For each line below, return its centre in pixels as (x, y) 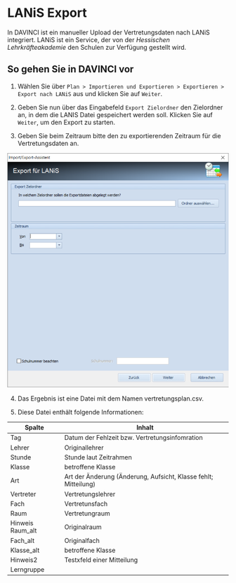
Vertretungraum (87, 514)
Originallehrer (84, 448)
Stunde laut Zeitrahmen (98, 457)
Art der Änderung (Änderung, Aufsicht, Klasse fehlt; (139, 477)
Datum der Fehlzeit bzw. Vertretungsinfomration (133, 438)
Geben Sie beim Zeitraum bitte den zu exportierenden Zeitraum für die (119, 135)
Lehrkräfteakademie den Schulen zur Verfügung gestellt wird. (97, 47)
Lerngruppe (27, 570)
